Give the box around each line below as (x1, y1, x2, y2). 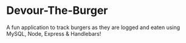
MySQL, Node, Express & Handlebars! (6, 30, 102, 37)
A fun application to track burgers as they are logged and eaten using (6, 24, 181, 31)
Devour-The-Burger (6, 4, 108, 18)
